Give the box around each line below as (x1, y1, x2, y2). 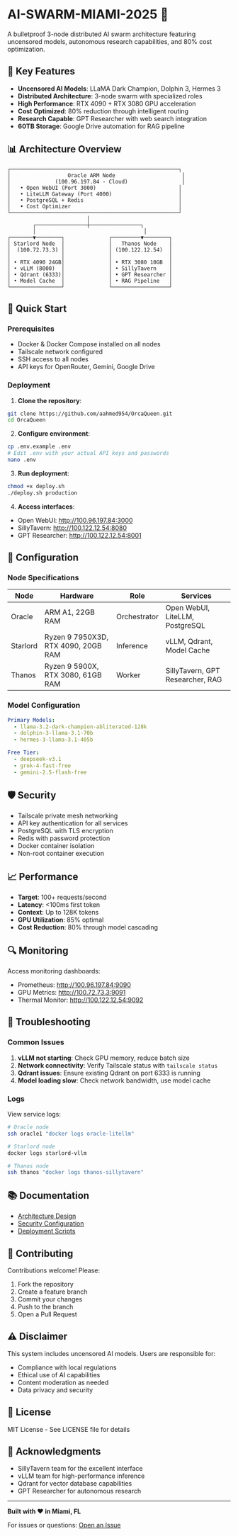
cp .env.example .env (7, 443, 72, 451)
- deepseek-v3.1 (13, 756, 62, 763)
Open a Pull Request (17, 1310, 78, 1318)
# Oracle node (7, 1124, 50, 1131)
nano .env (7, 456, 37, 463)
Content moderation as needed (17, 1378, 109, 1387)
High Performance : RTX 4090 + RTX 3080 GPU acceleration (17, 99, 196, 108)
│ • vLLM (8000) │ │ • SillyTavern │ (7, 265, 173, 272)
